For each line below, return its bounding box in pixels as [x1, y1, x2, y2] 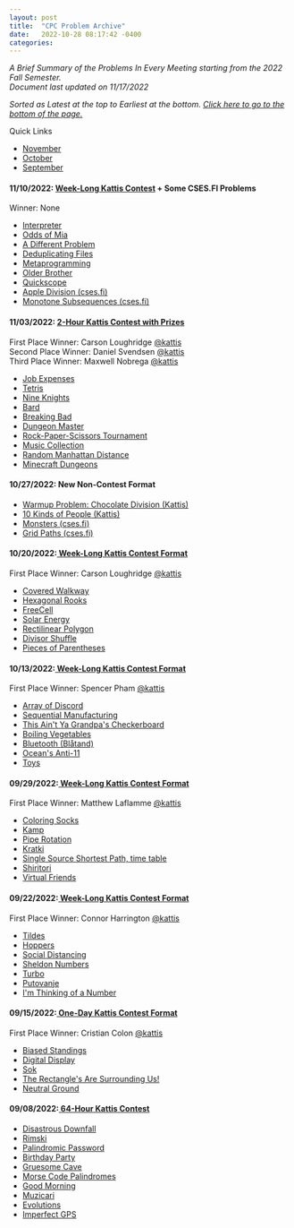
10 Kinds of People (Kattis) [21, 508, 121, 520]
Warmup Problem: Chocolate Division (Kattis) [21, 499, 189, 510]
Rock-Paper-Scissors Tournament [21, 430, 147, 441]
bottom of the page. [9, 108, 83, 119]
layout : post [9, 13, 58, 22]
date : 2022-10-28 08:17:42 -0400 [9, 30, 142, 39]
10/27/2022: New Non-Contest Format [9, 479, 156, 490]
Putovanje [21, 977, 60, 988]
